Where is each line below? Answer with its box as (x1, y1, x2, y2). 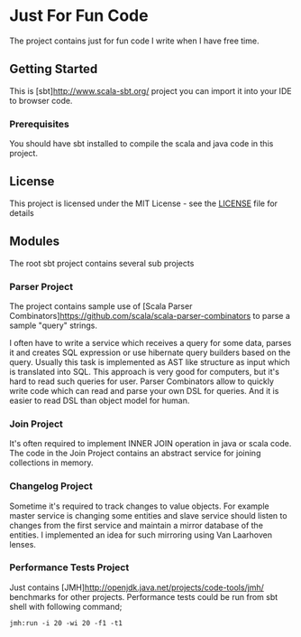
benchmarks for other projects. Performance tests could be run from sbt (9, 591, 278, 602)
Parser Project (9, 280, 74, 293)
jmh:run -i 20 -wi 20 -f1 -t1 (9, 618, 123, 628)
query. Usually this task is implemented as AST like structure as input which (9, 356, 290, 367)
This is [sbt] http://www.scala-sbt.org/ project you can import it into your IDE (9, 85, 292, 96)
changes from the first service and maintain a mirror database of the (9, 520, 264, 530)
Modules (9, 234, 60, 249)
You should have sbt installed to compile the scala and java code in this (9, 138, 274, 149)
